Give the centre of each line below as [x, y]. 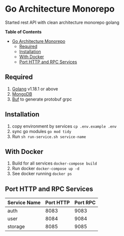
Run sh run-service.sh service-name [49, 136]
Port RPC [85, 202]
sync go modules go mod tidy [41, 131]
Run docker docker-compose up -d [46, 169]
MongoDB [22, 94]
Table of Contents [23, 32]
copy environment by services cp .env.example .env [64, 126]
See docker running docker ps [42, 174]
